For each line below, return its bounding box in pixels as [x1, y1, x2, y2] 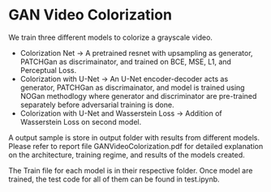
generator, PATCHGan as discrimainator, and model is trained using [19, 83, 245, 92]
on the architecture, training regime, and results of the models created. [8, 150, 245, 160]
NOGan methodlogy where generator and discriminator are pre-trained [19, 91, 257, 100]
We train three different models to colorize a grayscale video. [8, 32, 213, 42]
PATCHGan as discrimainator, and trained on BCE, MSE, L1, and [19, 57, 231, 66]
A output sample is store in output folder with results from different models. [8, 132, 260, 143]
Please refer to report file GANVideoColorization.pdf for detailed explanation [8, 141, 264, 151]
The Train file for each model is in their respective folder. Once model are [8, 165, 253, 175]
